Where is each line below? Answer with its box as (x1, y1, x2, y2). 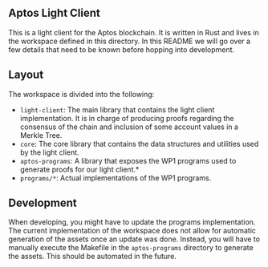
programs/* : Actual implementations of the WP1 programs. (19, 172, 212, 183)
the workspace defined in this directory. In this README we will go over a (8, 36, 251, 46)
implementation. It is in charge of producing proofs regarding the (19, 113, 234, 123)
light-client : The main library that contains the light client (19, 104, 215, 115)
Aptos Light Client (8, 6, 100, 20)
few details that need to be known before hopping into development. (8, 44, 235, 55)
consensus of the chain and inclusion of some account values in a (19, 122, 239, 131)
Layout (8, 68, 44, 82)
